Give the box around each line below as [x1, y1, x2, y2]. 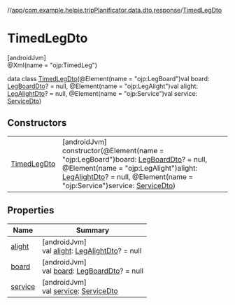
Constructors [7, 117, 67, 129]
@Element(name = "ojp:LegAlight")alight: [62, 163, 198, 173]
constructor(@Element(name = [62, 146, 164, 155]
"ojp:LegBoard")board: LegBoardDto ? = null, [62, 154, 208, 164]
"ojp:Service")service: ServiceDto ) [62, 180, 176, 190]
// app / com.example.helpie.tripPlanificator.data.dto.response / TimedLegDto [7, 6, 222, 14]
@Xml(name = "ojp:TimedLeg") [7, 61, 98, 69]
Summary [76, 225, 110, 235]
